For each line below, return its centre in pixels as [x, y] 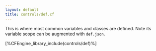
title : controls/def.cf [30, 14]
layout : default [22, 10]
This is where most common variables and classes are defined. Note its [78, 28]
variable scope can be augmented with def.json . [55, 34]
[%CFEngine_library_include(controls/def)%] [51, 43]
